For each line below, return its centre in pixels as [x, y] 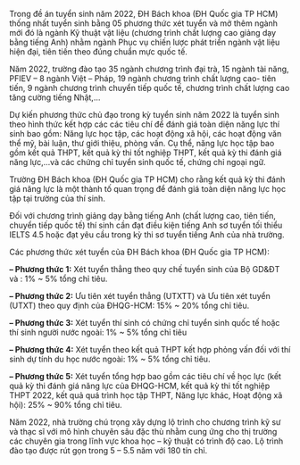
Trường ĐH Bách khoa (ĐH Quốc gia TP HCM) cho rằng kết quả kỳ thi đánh [147, 179]
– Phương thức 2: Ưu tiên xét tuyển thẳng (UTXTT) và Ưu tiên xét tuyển [140, 296]
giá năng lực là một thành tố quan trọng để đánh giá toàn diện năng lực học [148, 189]
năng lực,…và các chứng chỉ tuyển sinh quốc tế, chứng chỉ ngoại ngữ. [137, 162]
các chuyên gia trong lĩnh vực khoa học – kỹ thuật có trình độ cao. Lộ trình [146, 441]
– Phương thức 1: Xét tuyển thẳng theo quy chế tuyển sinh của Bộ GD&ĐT [145, 269]
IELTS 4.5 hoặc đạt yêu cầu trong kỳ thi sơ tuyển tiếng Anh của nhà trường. [147, 235]
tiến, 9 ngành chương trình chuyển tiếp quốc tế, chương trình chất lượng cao [150, 88]
